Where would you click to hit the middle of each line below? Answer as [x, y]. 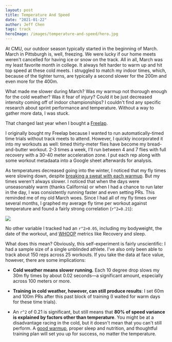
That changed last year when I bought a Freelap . [56, 123]
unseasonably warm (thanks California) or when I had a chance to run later [84, 187]
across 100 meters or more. [42, 281]
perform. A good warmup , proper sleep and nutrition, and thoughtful [85, 328]
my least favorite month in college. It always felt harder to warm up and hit [84, 65]
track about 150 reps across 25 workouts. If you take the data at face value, [85, 255]
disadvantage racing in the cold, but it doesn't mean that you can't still [87, 323]
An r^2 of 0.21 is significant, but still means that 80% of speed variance [89, 312]
